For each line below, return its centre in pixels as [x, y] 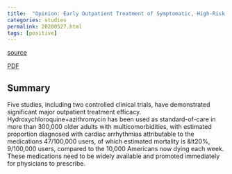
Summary [29, 88]
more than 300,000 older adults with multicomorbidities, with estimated [109, 127]
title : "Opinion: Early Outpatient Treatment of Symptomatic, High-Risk [116, 14]
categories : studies [37, 20]
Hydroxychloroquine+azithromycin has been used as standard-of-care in [112, 119]
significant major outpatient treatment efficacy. [74, 112]
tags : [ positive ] [32, 33]
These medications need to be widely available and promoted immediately [114, 156]
